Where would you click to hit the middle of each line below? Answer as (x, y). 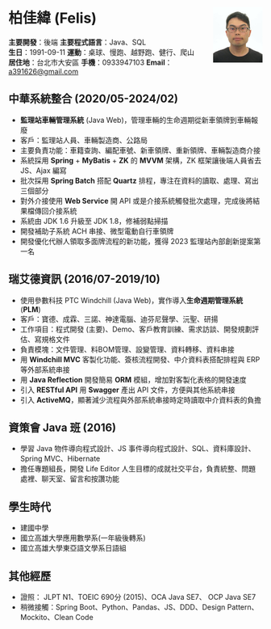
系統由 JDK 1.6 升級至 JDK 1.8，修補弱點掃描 (94, 221)
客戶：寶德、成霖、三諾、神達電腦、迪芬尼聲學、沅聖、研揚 (119, 319)
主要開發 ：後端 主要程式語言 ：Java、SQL (77, 42)
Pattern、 (243, 607)
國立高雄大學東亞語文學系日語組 (73, 548)
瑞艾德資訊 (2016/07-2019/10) (84, 279)
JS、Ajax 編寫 (43, 170)
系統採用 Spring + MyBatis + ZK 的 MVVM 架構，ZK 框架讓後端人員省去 (141, 160)
